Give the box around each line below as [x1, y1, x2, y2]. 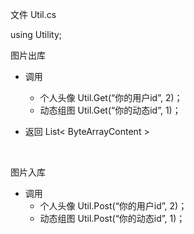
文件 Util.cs [10, 9, 57, 20]
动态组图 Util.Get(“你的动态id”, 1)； [39, 104, 182, 116]
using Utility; [10, 29, 62, 40]
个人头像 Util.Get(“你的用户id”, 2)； [39, 92, 183, 103]
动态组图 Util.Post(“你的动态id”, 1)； [39, 213, 186, 224]
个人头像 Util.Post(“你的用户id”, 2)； [39, 200, 188, 212]
